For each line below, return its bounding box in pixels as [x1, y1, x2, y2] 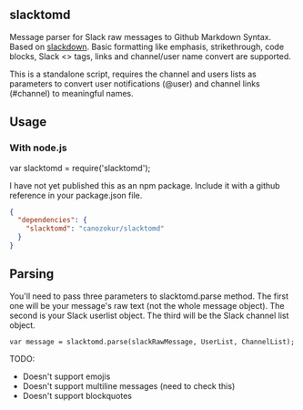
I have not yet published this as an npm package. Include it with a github [9, 179, 280, 190]
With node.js [9, 141, 67, 154]
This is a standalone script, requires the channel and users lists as [9, 68, 257, 79]
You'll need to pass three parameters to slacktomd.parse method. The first [9, 291, 289, 302]
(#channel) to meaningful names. [9, 87, 134, 98]
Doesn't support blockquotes [22, 390, 133, 401]
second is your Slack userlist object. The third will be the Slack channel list [9, 310, 289, 321]
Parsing [9, 266, 55, 282]
